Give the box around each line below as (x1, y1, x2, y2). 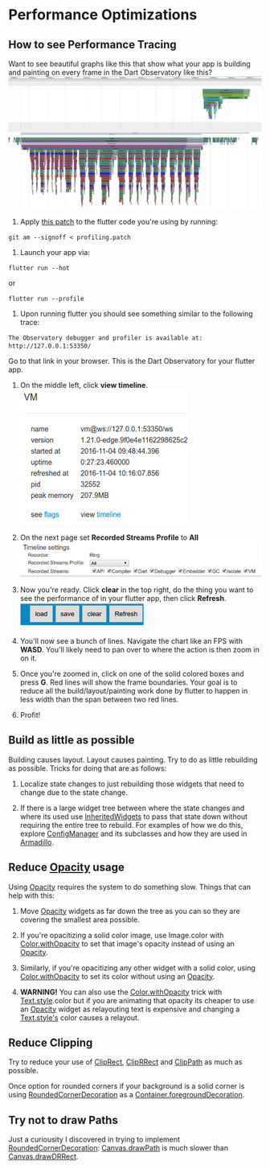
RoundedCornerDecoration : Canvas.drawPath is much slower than (8, 1143, 229, 1153)
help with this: (8, 891, 55, 900)
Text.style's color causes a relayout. (19, 1012, 140, 1023)
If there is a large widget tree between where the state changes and (19, 803, 245, 813)
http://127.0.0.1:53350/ (8, 342, 92, 351)
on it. (19, 653, 38, 663)
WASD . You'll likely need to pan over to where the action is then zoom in (19, 644, 260, 654)
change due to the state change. (19, 787, 129, 797)
